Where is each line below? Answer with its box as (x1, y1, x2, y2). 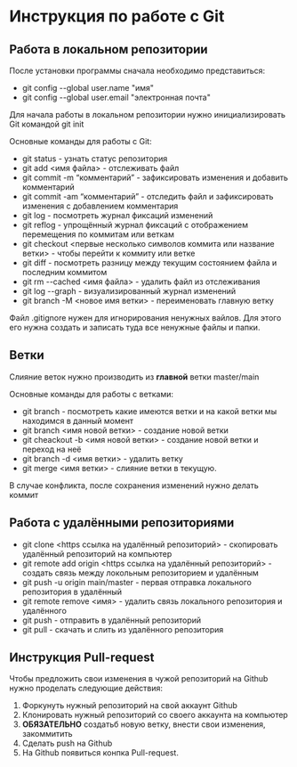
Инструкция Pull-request (9, 650, 155, 665)
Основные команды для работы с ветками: (9, 388, 174, 399)
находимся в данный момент (21, 415, 134, 426)
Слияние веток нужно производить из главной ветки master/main (9, 371, 260, 382)
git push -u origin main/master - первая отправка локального (21, 576, 252, 587)
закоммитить (21, 729, 73, 739)
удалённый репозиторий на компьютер (21, 548, 173, 559)
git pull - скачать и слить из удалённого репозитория (21, 624, 224, 634)
